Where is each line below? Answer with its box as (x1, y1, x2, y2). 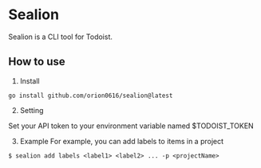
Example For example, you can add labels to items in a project (19, 136, 224, 146)
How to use (8, 55, 65, 68)
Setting (19, 105, 44, 115)
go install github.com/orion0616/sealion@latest (8, 92, 173, 100)
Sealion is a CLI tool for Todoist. (8, 32, 113, 41)
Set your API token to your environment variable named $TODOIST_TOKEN (8, 121, 254, 131)
